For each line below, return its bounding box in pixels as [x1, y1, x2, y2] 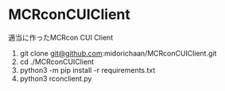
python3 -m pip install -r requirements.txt [19, 65, 156, 74]
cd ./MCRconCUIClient [19, 57, 95, 66]
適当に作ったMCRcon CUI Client [8, 32, 114, 42]
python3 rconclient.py [19, 74, 92, 83]
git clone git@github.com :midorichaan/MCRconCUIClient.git [19, 48, 217, 58]
